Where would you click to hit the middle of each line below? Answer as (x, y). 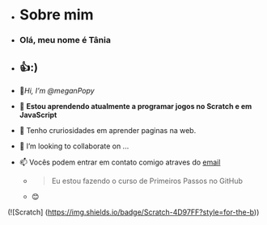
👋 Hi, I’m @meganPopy (57, 90)
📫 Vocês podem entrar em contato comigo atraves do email (120, 162)
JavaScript (38, 115)
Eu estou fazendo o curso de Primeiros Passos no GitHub (147, 181)
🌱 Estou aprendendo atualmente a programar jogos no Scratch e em (136, 106)
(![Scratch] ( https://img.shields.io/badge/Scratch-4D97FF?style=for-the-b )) (133, 212)
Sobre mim (56, 15)
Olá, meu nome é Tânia (65, 40)
